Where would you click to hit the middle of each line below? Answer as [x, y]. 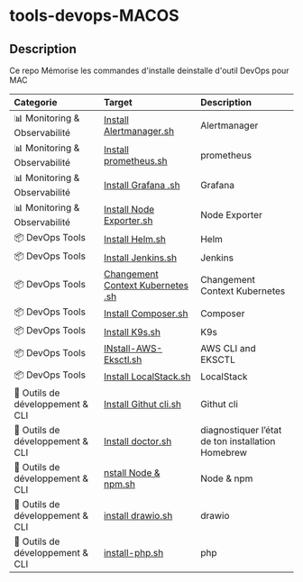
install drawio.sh [138, 516]
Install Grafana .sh [142, 185]
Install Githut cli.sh [142, 404]
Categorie [36, 102]
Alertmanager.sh [138, 131]
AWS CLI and [228, 348]
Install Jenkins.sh [140, 258]
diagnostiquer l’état [241, 430]
